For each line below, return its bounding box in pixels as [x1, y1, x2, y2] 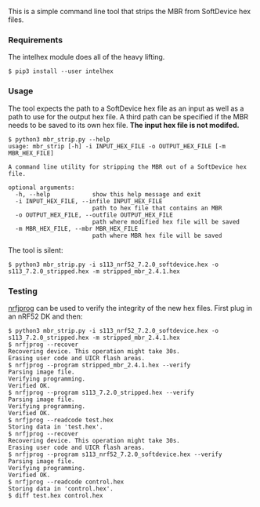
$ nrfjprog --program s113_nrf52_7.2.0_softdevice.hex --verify [8, 450, 222, 458]
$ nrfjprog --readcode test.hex [8, 416, 114, 424]
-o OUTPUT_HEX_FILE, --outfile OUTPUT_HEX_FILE [15, 211, 174, 219]
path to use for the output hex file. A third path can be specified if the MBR [8, 111, 249, 121]
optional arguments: [8, 184, 76, 191]
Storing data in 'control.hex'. [8, 484, 114, 493]
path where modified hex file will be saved [92, 217, 240, 226]
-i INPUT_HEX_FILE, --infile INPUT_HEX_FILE [15, 197, 163, 205]
